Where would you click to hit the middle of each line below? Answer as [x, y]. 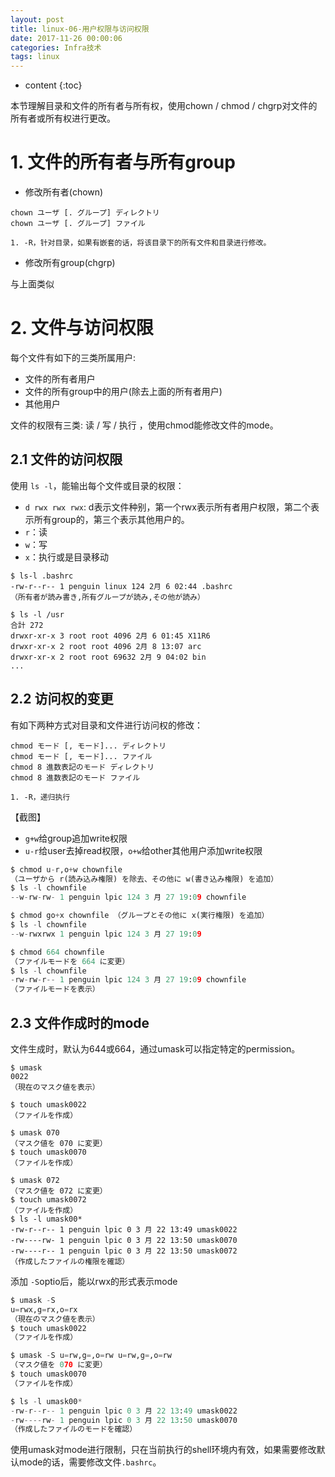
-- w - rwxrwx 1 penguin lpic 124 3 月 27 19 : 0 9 [106, 934]
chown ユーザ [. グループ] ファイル [78, 224]
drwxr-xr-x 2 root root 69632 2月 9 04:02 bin [108, 657]
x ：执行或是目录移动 [66, 557]
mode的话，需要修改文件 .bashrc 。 [90, 1462]
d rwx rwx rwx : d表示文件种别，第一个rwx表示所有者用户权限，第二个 [167, 507]
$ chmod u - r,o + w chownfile [66, 869]
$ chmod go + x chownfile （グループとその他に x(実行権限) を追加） [140, 916]
